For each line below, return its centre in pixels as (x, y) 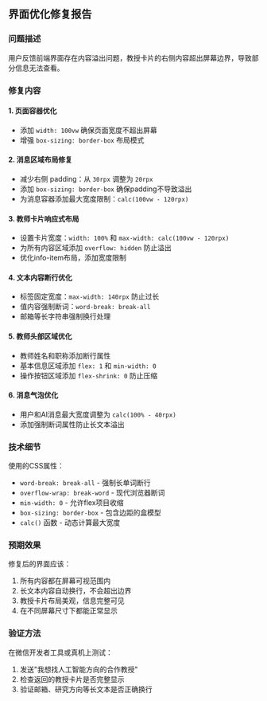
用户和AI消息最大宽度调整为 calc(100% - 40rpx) (98, 414)
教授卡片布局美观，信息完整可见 (72, 601)
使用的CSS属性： (37, 466)
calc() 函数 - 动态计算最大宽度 (70, 523)
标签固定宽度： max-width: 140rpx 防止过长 (89, 296)
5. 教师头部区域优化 (40, 336)
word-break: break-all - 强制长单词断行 (85, 483)
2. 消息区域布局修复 (41, 160)
